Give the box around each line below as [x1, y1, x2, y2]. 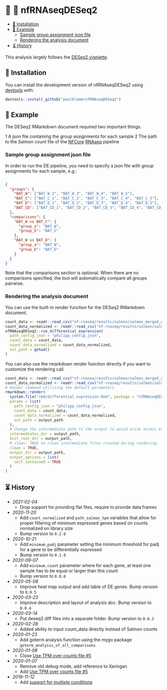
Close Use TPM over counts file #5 [19, 653, 91, 659]
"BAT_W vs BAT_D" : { [14, 238, 57, 243]
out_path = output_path [14, 417, 64, 422]
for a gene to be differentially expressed [19, 546, 102, 552]
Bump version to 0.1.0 [19, 552, 66, 558]
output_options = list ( [9, 454, 59, 460]
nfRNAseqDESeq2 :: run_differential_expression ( [5, 329, 103, 334]
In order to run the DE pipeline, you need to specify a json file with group [5, 162, 154, 169]
